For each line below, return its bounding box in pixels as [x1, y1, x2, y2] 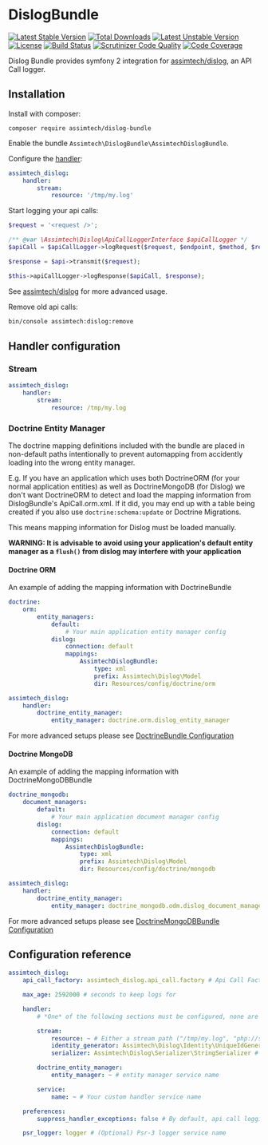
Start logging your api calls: [8, 206, 99, 216]
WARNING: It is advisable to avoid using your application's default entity [8, 537, 254, 548]
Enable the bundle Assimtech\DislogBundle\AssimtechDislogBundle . [8, 138, 229, 148]
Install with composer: [8, 109, 81, 118]
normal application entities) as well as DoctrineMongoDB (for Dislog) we [8, 481, 246, 491]
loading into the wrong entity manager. [8, 458, 136, 467]
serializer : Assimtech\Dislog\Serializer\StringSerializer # [50, 1049, 259, 1057]
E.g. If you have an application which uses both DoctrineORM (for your [8, 473, 241, 482]
